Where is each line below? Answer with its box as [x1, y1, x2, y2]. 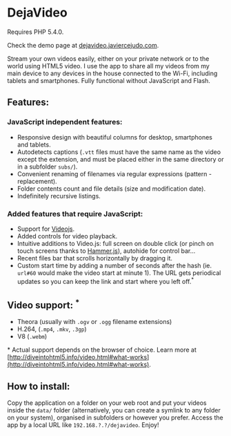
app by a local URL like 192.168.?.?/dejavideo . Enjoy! [7, 421, 159, 429]
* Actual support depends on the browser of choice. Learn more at [7, 345, 197, 354]
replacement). [17, 177, 57, 185]
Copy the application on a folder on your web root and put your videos [7, 399, 207, 407]
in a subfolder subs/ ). [17, 162, 78, 171]
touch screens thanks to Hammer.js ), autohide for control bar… [17, 247, 196, 255]
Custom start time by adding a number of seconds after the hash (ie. [17, 261, 212, 269]
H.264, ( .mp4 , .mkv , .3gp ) [17, 325, 88, 333]
